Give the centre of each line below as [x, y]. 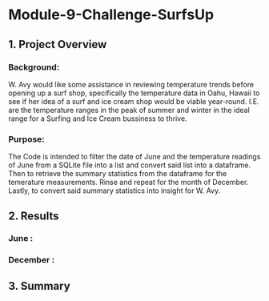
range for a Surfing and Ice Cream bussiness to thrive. [98, 118]
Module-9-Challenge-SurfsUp [111, 15]
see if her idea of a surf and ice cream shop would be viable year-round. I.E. [134, 101]
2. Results [34, 216]
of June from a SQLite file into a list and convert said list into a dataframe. [129, 165]
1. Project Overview [58, 44]
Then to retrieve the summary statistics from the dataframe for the [118, 174]
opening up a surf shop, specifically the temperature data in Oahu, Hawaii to [134, 93]
